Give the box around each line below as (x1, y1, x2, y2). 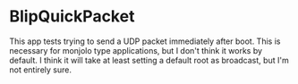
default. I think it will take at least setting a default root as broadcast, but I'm (9, 55, 289, 65)
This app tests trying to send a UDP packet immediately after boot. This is (9, 36, 281, 46)
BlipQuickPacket (9, 6, 135, 27)
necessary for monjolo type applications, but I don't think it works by (9, 45, 262, 55)
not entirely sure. (9, 64, 72, 75)
